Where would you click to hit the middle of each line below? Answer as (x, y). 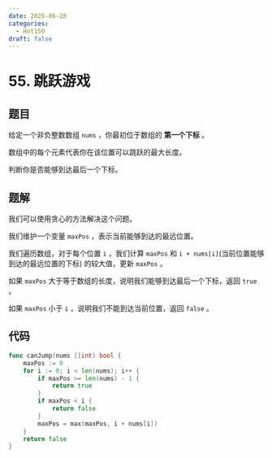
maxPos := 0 (43, 363)
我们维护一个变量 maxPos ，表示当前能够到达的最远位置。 (103, 236)
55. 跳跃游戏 (50, 81)
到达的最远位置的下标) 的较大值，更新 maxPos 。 (88, 264)
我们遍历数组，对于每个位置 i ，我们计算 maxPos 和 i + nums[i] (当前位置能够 (136, 254)
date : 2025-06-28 (38, 16)
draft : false (30, 39)
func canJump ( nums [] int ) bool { (65, 355)
